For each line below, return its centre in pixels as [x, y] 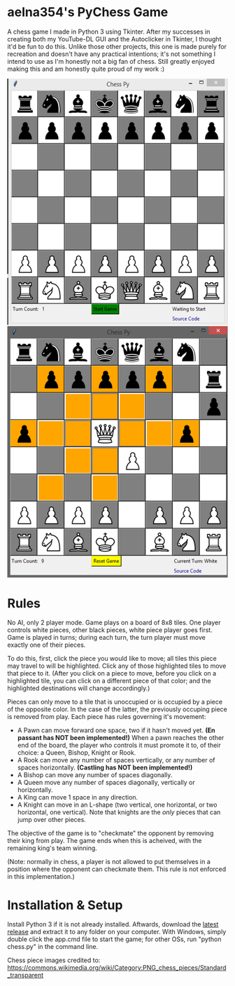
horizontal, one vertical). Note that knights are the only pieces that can [119, 812]
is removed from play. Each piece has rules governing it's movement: [107, 717]
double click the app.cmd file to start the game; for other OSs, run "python [114, 939]
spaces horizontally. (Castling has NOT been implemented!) [105, 767]
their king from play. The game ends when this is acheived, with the [105, 841]
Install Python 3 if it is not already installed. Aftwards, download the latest [113, 924]
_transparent [26, 975]
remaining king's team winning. [52, 848]
